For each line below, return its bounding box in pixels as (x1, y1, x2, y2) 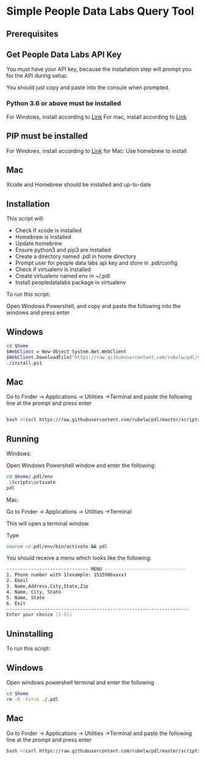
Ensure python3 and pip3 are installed (15, 246, 111, 254)
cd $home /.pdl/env (6, 473, 53, 479)
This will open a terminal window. (6, 520, 90, 527)
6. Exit (6, 600, 26, 607)
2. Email (6, 578, 29, 584)
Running (6, 433, 40, 444)
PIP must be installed (6, 131, 88, 141)
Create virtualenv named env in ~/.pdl (15, 272, 110, 279)
